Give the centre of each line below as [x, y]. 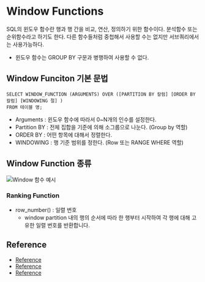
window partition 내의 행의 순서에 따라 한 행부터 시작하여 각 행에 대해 [107, 217]
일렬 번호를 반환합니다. [63, 225]
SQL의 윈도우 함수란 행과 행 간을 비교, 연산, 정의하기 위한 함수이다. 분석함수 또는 [102, 29]
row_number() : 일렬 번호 [46, 210]
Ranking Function [33, 196]
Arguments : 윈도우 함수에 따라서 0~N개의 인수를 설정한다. [86, 119]
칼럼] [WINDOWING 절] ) [35, 101]
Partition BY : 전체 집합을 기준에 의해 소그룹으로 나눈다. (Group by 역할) [101, 127]
